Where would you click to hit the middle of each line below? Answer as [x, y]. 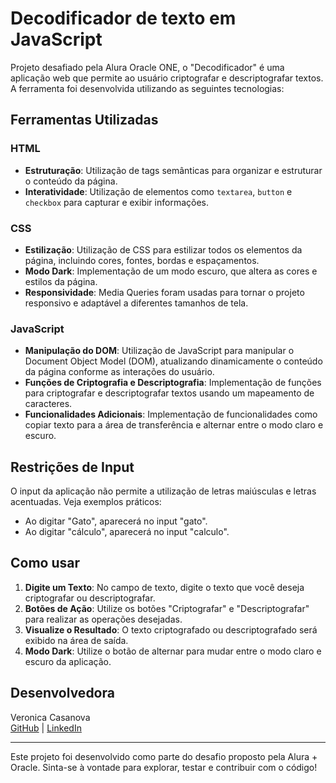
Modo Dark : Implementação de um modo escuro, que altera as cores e [171, 271]
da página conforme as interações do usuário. [119, 372]
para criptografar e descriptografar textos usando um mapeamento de [169, 393]
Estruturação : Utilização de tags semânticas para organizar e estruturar [173, 170]
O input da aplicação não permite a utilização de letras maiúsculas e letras [163, 491]
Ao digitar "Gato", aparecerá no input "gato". [116, 521]
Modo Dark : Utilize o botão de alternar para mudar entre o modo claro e [173, 651]
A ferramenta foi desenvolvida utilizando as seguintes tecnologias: [147, 88]
